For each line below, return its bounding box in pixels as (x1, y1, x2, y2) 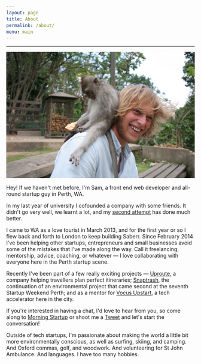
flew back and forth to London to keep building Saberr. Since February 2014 (6, 232, 193, 240)
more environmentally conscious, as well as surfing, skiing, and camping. (6, 338, 187, 345)
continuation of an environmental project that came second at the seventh (6, 282, 188, 290)
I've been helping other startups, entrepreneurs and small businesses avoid (6, 239, 193, 246)
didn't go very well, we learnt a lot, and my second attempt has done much (6, 208, 191, 216)
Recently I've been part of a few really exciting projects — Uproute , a (6, 270, 176, 277)
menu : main (6, 29, 33, 35)
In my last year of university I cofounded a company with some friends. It (6, 202, 187, 209)
